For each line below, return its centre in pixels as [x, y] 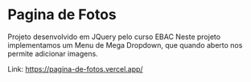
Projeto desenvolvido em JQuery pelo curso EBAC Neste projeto [114, 37]
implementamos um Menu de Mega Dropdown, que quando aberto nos [125, 45]
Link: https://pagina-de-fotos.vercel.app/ [75, 68]
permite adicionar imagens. [53, 53]
